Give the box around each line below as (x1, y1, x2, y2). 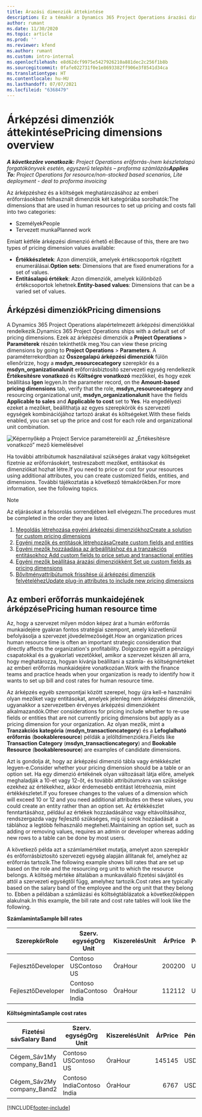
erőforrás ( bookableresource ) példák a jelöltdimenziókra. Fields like (7, 733, 175, 740)
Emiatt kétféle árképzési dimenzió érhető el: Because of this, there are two (7, 238, 189, 245)
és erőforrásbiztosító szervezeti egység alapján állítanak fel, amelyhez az (7, 852, 188, 859)
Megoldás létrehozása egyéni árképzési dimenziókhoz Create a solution (15, 526, 192, 533)
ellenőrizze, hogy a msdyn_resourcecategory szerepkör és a (7, 359, 159, 366)
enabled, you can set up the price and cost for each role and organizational (7, 417, 192, 424)
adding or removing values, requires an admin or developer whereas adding (7, 828, 194, 835)
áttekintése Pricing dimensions (7, 126, 162, 139)
